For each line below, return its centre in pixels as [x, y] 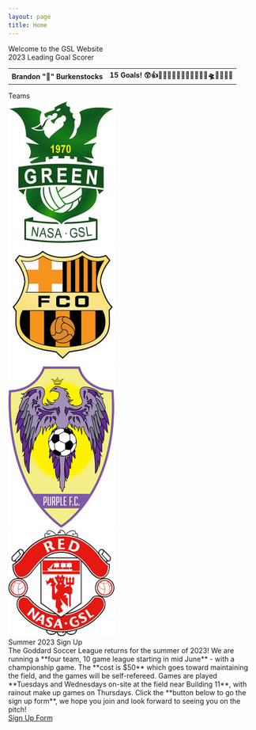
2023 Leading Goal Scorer [51, 57]
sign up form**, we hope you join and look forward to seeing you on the [124, 701]
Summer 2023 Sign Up [45, 642]
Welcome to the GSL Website [56, 48]
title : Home [28, 25]
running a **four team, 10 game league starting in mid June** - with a [121, 659]
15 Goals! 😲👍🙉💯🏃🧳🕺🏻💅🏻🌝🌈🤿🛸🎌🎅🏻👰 [171, 75]
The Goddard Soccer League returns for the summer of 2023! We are [121, 650]
